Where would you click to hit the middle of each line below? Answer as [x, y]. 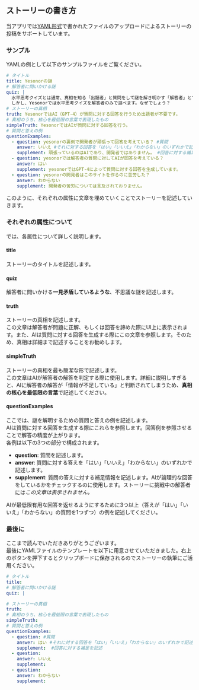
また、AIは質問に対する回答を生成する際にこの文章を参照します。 [96, 335]
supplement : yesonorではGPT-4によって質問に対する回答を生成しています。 [99, 169]
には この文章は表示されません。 [54, 492]
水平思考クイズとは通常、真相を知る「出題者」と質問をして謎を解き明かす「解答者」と [102, 98]
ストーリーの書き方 [41, 11]
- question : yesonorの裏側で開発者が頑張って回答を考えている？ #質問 [90, 142]
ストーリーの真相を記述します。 [45, 320]
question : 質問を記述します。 [51, 455]
